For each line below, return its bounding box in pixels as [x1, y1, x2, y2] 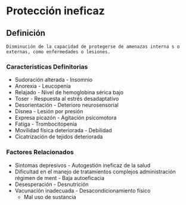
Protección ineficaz [6, 4, 106, 18]
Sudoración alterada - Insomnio [14, 76, 93, 83]
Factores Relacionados [6, 148, 74, 156]
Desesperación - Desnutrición [14, 181, 89, 188]
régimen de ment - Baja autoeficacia [14, 174, 105, 181]
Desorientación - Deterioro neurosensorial [14, 101, 119, 108]
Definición [6, 28, 46, 38]
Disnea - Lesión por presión [14, 108, 83, 115]
